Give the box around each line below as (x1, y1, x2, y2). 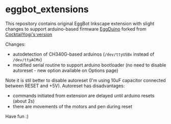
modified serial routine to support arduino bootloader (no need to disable (12, 62, 166, 68)
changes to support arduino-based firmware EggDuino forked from (5, 26, 146, 32)
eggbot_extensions (5, 4, 89, 15)
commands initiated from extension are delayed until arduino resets (12, 92, 155, 98)
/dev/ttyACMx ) (12, 56, 42, 62)
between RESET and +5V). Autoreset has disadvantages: (5, 83, 125, 89)
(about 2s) (12, 98, 35, 104)
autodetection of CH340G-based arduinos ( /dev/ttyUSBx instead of (12, 51, 155, 57)
